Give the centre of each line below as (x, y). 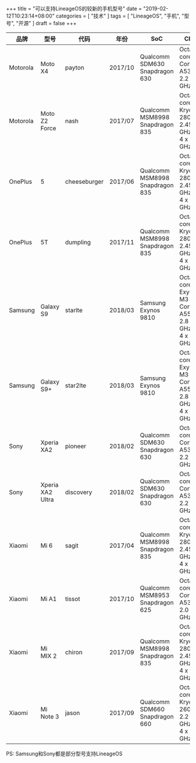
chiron (74, 652)
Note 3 (50, 717)
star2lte (76, 386)
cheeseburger (84, 182)
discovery (78, 492)
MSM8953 (155, 595)
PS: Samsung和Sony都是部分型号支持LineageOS (64, 754)
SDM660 (152, 709)
